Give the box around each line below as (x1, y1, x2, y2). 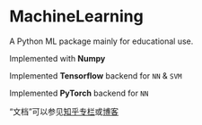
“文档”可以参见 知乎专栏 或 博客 (9, 105, 119, 117)
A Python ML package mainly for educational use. (9, 36, 194, 46)
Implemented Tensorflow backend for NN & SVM (9, 70, 182, 81)
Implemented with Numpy (9, 53, 106, 63)
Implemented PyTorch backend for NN (9, 87, 149, 98)
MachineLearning (9, 6, 144, 27)
